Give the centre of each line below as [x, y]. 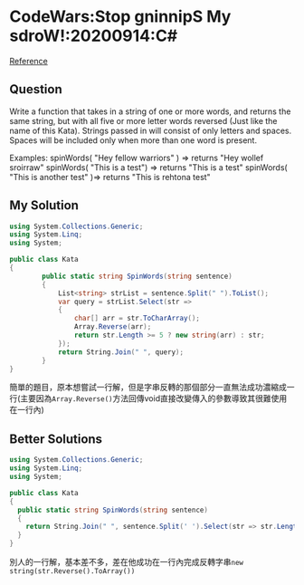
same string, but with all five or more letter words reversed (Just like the [143, 120]
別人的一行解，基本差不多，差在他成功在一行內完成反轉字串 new [127, 562]
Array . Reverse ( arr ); [113, 327]
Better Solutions [56, 439]
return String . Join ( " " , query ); [120, 352]
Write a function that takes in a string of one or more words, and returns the [150, 111]
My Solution [44, 206]
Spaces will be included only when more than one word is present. [133, 140]
